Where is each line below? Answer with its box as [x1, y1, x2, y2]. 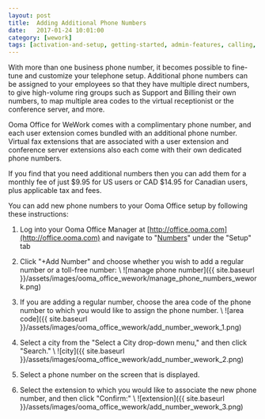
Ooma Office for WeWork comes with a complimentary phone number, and [8, 120, 252, 130]
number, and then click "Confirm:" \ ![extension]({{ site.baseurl [19, 394, 225, 403]
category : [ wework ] [8, 33, 73, 42]
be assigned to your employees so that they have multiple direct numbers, [8, 80, 250, 89]
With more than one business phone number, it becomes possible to [8, 62, 231, 72]
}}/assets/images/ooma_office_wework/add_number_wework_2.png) [19, 355, 244, 364]
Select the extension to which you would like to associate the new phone [19, 385, 257, 395]
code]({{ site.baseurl [19, 314, 88, 324]
